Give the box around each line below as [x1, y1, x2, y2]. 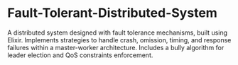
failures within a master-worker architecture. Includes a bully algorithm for [7, 43, 225, 52]
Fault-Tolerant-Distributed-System [7, 5, 218, 21]
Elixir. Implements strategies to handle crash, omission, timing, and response [7, 35, 232, 44]
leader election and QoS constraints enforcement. [7, 51, 153, 59]
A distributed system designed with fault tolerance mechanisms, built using [7, 28, 228, 37]
